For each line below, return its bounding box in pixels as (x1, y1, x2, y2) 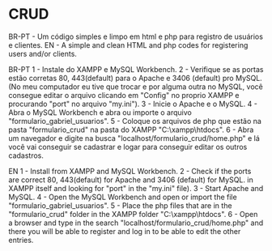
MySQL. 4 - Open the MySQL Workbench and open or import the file (8, 192, 237, 202)
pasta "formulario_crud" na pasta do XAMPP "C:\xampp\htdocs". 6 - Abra (8, 125, 254, 134)
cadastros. (8, 151, 45, 160)
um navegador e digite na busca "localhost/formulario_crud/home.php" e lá (8, 133, 261, 143)
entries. (8, 235, 34, 245)
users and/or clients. (8, 49, 77, 58)
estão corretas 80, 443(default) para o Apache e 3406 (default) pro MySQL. (8, 73, 263, 83)
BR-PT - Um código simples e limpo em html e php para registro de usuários (8, 32, 263, 41)
